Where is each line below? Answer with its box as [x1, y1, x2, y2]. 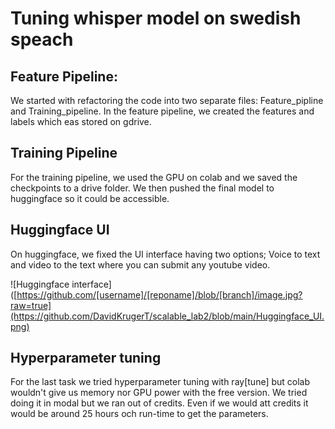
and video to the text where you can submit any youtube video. [10, 258, 271, 271]
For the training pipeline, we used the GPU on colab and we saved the [10, 171, 298, 183]
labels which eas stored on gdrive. [10, 116, 152, 127]
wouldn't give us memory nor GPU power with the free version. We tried [10, 387, 308, 399]
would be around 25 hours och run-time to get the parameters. [10, 408, 269, 420]
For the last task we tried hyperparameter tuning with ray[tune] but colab [10, 376, 311, 388]
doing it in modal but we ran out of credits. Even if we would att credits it [10, 397, 309, 409]
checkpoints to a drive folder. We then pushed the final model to [10, 182, 275, 194]
